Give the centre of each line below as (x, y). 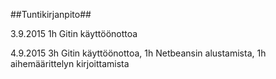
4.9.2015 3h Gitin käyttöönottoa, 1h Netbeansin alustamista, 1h (138, 53)
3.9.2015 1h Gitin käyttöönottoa (74, 33)
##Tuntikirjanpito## (51, 14)
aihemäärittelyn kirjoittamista (70, 63)
